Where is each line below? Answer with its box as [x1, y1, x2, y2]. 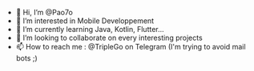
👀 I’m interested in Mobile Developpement [15, 16, 155, 26]
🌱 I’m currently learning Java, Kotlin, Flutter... [15, 25, 164, 34]
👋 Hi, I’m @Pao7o [15, 8, 74, 17]
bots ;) [15, 53, 38, 63]
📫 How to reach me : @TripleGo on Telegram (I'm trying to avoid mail [15, 42, 246, 51]
